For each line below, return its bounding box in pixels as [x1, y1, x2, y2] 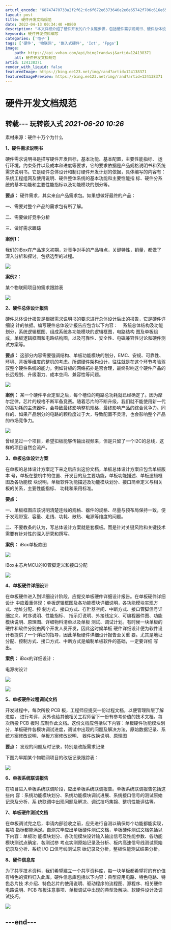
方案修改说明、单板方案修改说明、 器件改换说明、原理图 [9, 733, 127, 739]
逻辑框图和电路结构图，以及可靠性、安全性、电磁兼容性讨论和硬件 [22, 335, 161, 341]
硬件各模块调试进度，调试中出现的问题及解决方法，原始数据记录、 [22, 726, 161, 732]
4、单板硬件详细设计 [5, 582, 49, 588]
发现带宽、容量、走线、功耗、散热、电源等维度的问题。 [9, 513, 126, 519]
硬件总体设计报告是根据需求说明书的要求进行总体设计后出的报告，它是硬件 [5, 316, 161, 322]
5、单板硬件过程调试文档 [5, 696, 58, 702]
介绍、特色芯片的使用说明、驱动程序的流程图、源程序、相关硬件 [28, 880, 163, 887]
